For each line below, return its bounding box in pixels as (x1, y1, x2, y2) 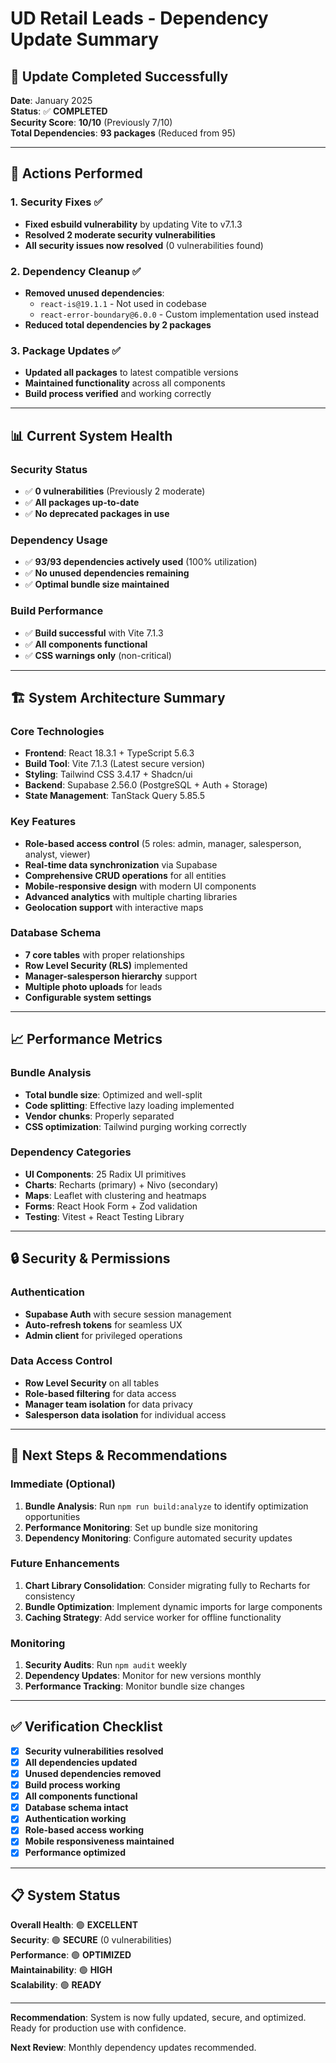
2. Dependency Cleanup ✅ (10, 264, 142, 278)
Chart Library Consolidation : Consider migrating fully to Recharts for (24, 1579, 311, 1591)
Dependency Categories (10, 1145, 132, 1159)
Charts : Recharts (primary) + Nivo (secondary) (24, 1178, 219, 1191)
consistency (24, 1590, 76, 1602)
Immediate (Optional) (10, 1477, 117, 1491)
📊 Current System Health (10, 427, 173, 444)
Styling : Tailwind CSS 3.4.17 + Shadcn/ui (24, 768, 193, 781)
